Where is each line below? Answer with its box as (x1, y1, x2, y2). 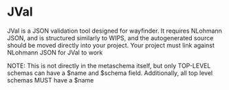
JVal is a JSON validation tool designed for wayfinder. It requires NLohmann (7, 27, 222, 35)
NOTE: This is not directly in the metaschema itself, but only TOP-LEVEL (7, 61, 211, 70)
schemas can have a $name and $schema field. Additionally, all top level (7, 69, 213, 77)
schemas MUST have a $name (7, 76, 94, 84)
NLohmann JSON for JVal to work (7, 48, 103, 57)
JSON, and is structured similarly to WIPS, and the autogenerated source (7, 33, 214, 42)
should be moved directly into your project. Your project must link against (7, 41, 215, 49)
